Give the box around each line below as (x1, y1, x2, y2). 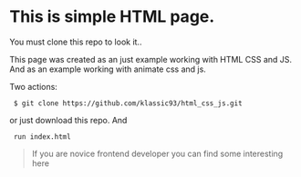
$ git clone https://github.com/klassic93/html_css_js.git (13, 98, 244, 108)
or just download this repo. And (9, 114, 128, 125)
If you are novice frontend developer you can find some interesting (31, 148, 284, 159)
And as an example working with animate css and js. (9, 64, 207, 74)
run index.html (13, 132, 71, 142)
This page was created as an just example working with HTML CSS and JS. (9, 54, 293, 64)
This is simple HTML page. (9, 6, 215, 27)
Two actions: (9, 81, 57, 92)
